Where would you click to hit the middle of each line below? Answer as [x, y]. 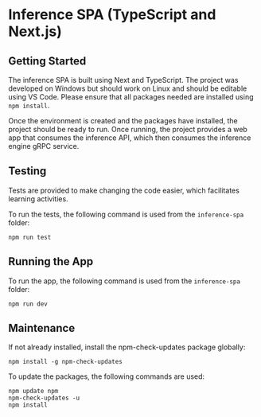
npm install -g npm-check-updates [66, 362]
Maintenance [42, 328]
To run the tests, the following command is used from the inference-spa [126, 214]
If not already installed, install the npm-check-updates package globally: [127, 347]
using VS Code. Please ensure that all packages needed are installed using [131, 97]
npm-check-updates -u [44, 398]
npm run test [30, 237]
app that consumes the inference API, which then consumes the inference [130, 138]
